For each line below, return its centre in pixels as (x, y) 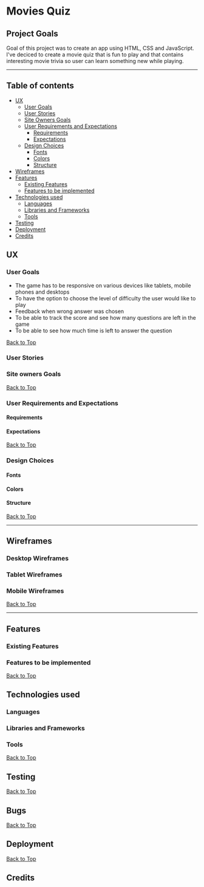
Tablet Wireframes (34, 575)
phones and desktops (42, 292)
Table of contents (40, 86)
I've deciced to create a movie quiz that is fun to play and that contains (95, 55)
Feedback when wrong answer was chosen (70, 311)
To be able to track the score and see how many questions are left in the (105, 317)
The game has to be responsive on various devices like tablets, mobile (103, 285)
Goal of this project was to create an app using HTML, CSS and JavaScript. (100, 48)
